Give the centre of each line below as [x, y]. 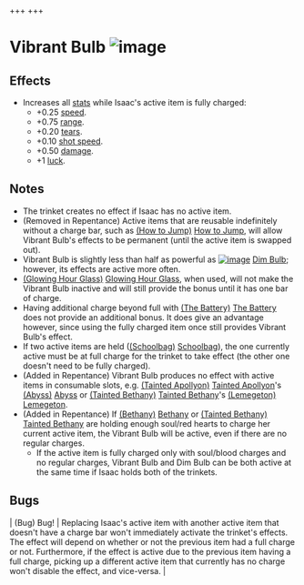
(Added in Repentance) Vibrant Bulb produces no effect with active [148, 375]
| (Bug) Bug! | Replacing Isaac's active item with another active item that [144, 522]
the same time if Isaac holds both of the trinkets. [127, 472]
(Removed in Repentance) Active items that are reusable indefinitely [150, 220]
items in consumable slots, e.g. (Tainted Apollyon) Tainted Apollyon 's [152, 385]
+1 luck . [51, 161]
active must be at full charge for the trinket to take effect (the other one [156, 356]
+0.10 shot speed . [70, 141]
